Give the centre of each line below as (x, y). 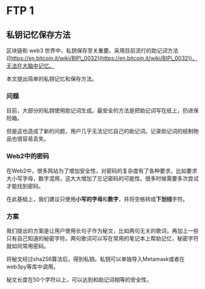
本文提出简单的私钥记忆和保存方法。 (52, 79)
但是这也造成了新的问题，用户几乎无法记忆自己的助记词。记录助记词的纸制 (100, 131)
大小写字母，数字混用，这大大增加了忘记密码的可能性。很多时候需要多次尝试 (103, 178)
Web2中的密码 (28, 156)
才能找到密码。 (25, 186)
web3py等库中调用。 (33, 266)
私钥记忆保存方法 (38, 35)
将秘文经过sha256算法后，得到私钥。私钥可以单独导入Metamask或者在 (95, 259)
